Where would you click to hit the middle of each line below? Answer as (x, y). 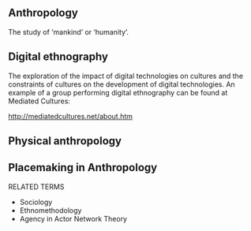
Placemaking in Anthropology (83, 168)
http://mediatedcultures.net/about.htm (70, 116)
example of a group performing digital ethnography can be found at (118, 92)
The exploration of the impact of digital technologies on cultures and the (126, 76)
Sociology (36, 202)
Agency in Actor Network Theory (73, 218)
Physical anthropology (65, 141)
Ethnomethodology (51, 210)
